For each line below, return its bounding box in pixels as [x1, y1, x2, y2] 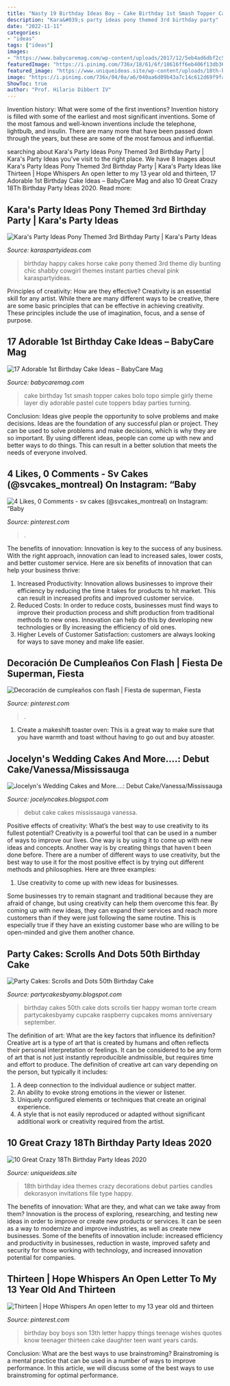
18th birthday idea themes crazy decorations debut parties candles [23, 1182, 214, 1190]
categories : [7, 29, 41, 36]
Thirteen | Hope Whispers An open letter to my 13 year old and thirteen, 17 [7, 169, 216, 178]
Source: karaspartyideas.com [7, 246, 91, 254]
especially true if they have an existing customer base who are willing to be [7, 921, 219, 929]
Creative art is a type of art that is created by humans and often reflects [7, 1039, 209, 1046]
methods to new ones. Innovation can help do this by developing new [16, 616, 214, 624]
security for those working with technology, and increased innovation [7, 1246, 203, 1254]
